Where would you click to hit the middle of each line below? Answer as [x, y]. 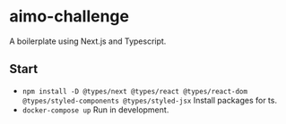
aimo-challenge [69, 17]
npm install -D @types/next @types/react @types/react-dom [135, 91]
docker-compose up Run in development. [95, 110]
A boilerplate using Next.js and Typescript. [88, 41]
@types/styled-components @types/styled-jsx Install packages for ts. [150, 100]
